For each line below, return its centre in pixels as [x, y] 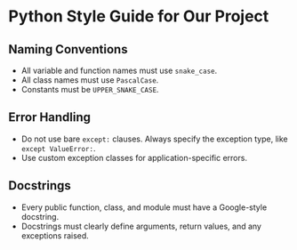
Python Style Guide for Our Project [139, 16]
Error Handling [49, 117]
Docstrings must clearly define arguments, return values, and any [141, 226]
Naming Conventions [68, 49]
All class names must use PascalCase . [90, 80]
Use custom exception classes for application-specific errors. [134, 157]
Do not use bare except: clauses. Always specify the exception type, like [154, 139]
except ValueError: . [58, 148]
